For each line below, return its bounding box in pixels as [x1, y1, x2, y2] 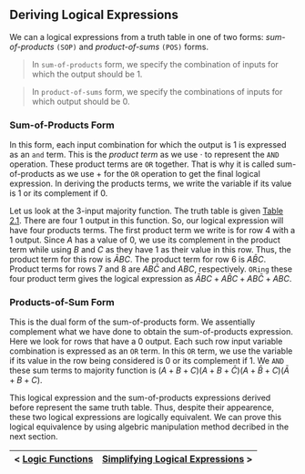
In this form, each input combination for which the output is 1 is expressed [9, 139, 287, 150]
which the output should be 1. [31, 68, 143, 79]
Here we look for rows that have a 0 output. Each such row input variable [9, 336, 283, 347]
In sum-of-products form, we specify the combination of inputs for [31, 58, 280, 69]
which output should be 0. [31, 96, 130, 107]
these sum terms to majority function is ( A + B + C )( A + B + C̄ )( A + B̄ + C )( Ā [9, 365, 290, 376]
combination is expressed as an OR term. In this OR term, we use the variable [9, 345, 293, 356]
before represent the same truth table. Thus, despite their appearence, [9, 402, 275, 413]
